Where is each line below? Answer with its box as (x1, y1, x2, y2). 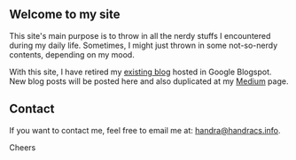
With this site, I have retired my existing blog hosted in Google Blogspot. (9, 66, 272, 77)
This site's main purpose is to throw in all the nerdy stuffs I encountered (9, 30, 271, 41)
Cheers (9, 141, 36, 153)
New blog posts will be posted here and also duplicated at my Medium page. (9, 75, 289, 87)
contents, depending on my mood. (9, 49, 135, 60)
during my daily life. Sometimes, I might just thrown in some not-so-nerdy (9, 40, 278, 50)
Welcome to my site (9, 7, 121, 22)
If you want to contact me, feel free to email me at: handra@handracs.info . (9, 125, 281, 135)
